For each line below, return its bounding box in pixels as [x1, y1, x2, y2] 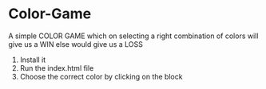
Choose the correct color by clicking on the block [19, 72, 183, 81]
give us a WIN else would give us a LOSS [8, 39, 144, 48]
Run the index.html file [19, 63, 94, 72]
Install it [19, 55, 46, 64]
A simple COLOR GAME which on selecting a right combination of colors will [8, 31, 259, 41]
